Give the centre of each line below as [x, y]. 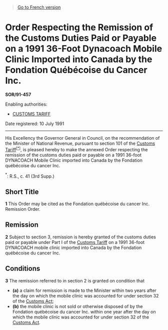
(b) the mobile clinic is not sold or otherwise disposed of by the [77, 306]
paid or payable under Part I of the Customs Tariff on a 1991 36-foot [75, 242]
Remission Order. [23, 209]
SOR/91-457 [18, 94]
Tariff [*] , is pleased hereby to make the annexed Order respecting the [76, 149]
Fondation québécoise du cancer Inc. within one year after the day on [84, 311]
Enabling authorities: [26, 104]
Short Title [22, 192]
